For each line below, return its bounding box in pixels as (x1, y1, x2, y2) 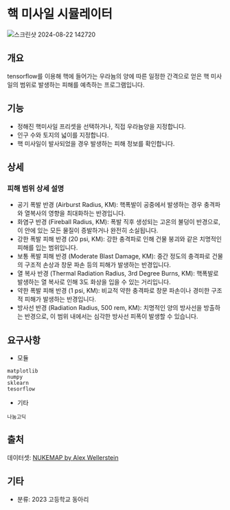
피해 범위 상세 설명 (7, 184, 65, 193)
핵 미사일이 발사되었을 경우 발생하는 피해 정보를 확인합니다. (16, 139, 175, 148)
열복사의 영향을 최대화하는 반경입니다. (24, 209, 126, 217)
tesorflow (7, 386, 36, 392)
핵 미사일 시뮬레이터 (7, 6, 113, 22)
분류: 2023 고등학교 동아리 (16, 495, 89, 503)
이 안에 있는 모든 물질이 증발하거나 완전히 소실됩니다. (16, 226, 159, 234)
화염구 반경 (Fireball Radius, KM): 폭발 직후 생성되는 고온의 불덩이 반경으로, (16, 218, 221, 226)
